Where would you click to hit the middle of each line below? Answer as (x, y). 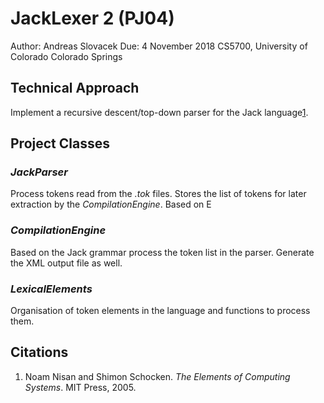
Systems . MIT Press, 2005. (80, 387)
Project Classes (60, 143)
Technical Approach (75, 88)
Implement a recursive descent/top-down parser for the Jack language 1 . (159, 112)
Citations (39, 352)
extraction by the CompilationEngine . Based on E (111, 204)
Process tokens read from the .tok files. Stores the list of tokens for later (158, 194)
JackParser (39, 172)
